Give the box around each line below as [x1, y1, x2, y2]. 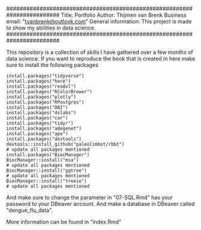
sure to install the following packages [6, 61, 98, 68]
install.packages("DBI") [6, 104, 68, 110]
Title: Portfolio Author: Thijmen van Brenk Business [61, 11, 187, 19]
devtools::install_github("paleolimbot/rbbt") [6, 141, 125, 147]
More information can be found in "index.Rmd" [6, 219, 122, 225]
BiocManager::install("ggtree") [6, 168, 87, 174]
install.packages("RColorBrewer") [6, 89, 93, 95]
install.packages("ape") [6, 131, 68, 137]
